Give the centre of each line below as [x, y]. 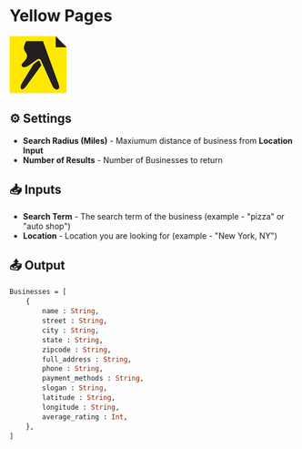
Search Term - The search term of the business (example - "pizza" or [153, 216]
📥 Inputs [35, 190]
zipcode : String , [77, 350]
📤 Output [37, 265]
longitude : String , [81, 407]
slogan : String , [75, 388]
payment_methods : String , [93, 379]
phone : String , [73, 369]
